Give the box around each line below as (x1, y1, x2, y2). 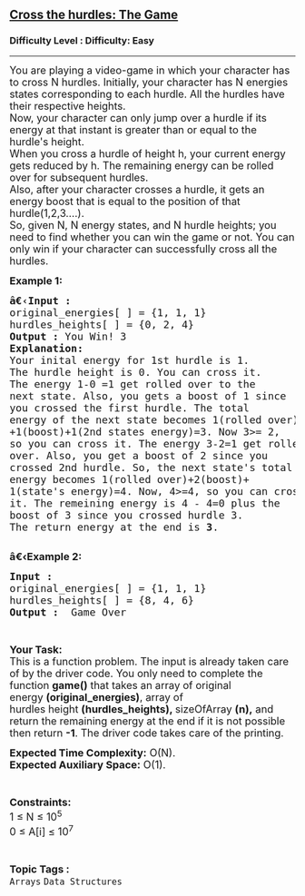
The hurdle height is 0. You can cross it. (9, 365, 262, 379)
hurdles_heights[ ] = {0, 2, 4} (9, 318, 195, 330)
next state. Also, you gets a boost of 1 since (9, 389, 287, 402)
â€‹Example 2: (9, 549, 83, 563)
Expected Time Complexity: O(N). (9, 746, 176, 759)
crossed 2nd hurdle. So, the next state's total (9, 460, 293, 474)
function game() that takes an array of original (9, 678, 231, 692)
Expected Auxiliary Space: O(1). (9, 758, 166, 771)
